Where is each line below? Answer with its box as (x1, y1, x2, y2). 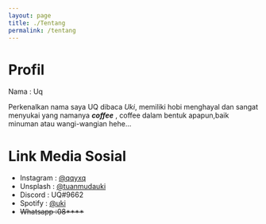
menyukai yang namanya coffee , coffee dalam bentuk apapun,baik (8, 110, 229, 120)
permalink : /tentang (8, 26, 77, 34)
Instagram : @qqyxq (19, 173, 87, 183)
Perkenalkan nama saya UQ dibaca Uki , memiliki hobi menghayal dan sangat (8, 102, 259, 112)
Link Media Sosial (8, 147, 127, 165)
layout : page (8, 11, 52, 20)
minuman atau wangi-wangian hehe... (8, 119, 132, 129)
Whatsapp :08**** (19, 207, 85, 217)
